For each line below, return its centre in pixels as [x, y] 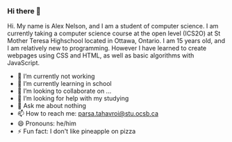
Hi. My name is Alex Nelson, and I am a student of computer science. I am [113, 26]
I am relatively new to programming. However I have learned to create [107, 48]
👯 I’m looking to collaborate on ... [64, 91]
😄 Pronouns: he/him [47, 123]
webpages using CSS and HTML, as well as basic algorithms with [101, 55]
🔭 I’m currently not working [56, 76]
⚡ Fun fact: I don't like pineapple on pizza [76, 132]
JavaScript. [24, 63]
